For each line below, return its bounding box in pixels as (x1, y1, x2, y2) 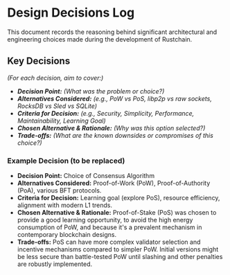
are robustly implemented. (17, 260, 93, 268)
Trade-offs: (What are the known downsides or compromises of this (17, 131, 213, 139)
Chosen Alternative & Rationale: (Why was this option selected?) (17, 123, 206, 132)
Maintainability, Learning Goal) (17, 116, 106, 125)
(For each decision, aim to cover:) (7, 73, 104, 82)
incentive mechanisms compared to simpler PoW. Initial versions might (17, 245, 219, 254)
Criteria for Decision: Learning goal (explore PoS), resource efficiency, (17, 194, 220, 202)
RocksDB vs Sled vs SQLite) (17, 102, 98, 110)
